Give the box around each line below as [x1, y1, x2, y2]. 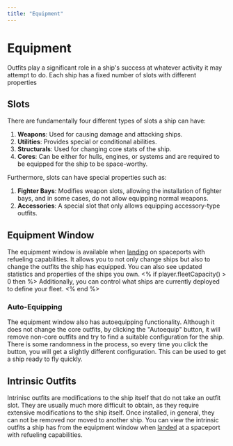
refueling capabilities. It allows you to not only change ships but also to [7, 255, 211, 263]
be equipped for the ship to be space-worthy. [17, 160, 148, 168]
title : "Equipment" [7, 10, 64, 17]
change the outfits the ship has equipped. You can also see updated [7, 263, 202, 271]
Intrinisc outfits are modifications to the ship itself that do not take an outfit [7, 394, 221, 402]
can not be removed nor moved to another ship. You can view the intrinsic [7, 416, 219, 424]
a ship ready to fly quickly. [7, 355, 83, 363]
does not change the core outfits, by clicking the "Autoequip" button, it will [7, 325, 220, 334]
